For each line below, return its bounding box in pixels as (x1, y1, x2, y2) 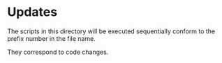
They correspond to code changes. (7, 48, 109, 56)
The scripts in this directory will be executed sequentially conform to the (7, 27, 216, 35)
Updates (7, 4, 58, 20)
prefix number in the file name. (7, 34, 96, 42)
